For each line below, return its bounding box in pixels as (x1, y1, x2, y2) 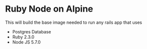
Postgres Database (12, 29, 51, 34)
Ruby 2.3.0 (12, 34, 35, 40)
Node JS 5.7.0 (12, 39, 41, 45)
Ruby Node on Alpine (5, 3, 94, 15)
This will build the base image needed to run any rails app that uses (5, 19, 142, 25)
